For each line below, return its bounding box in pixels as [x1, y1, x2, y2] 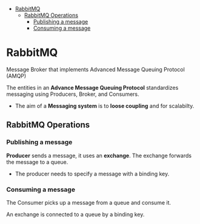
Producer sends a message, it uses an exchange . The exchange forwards [6, 152, 192, 159]
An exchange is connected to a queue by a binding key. [6, 211, 145, 218]
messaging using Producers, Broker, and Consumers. [6, 90, 139, 98]
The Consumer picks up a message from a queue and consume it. [6, 199, 172, 206]
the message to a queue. [6, 158, 68, 166]
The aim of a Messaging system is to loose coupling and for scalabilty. [15, 102, 195, 109]
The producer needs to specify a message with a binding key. [15, 170, 170, 177]
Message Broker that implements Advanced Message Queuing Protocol [6, 66, 185, 73]
